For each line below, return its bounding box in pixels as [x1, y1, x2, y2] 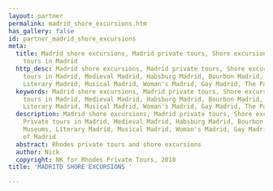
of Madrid [23, 132, 57, 141]
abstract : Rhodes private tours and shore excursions [15, 140, 201, 149]
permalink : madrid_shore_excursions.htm [8, 20, 148, 28]
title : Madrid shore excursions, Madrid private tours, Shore [15, 50, 231, 58]
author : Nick [15, 148, 60, 156]
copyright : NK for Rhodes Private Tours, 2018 [15, 155, 176, 163]
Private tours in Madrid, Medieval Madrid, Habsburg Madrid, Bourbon [23, 118, 264, 126]
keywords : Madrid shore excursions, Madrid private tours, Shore [15, 87, 242, 96]
